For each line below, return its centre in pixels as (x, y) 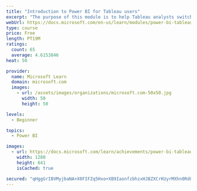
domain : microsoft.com (39, 82)
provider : (18, 71)
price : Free (21, 33)
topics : (16, 130)
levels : (16, 114)
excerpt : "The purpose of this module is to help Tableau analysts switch (99, 17)
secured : (17, 179)
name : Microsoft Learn (39, 77)
